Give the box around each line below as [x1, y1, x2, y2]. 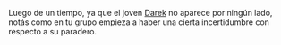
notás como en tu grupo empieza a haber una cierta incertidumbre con [8, 17, 270, 27]
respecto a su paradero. [8, 26, 98, 36]
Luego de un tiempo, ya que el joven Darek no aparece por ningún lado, [8, 8, 273, 18]
